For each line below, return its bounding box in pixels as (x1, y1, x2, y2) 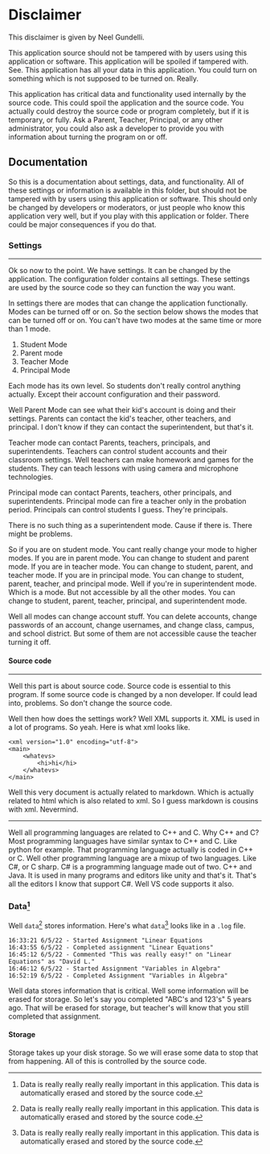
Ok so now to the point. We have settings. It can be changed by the (8, 266, 231, 276)
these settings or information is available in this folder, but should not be (8, 185, 247, 195)
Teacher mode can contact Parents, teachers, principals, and (8, 438, 211, 448)
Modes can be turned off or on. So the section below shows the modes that (8, 307, 259, 317)
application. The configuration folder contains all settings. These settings (8, 274, 251, 284)
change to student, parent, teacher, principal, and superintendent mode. (8, 596, 247, 606)
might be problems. (8, 529, 73, 539)
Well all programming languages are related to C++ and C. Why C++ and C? (8, 828, 260, 837)
